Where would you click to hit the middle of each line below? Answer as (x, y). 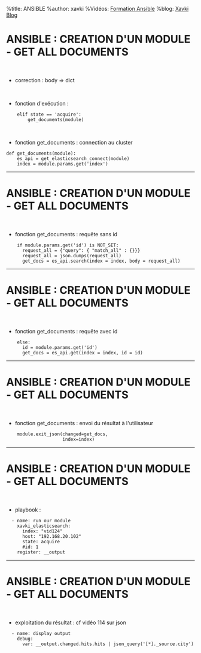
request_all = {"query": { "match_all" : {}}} (81, 250)
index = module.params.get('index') (63, 164)
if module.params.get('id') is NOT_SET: (68, 245)
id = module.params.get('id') (60, 347)
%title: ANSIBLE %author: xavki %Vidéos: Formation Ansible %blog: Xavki (98, 9)
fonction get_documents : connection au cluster (74, 142)
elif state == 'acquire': (49, 114)
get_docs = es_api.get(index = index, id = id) (83, 353)
